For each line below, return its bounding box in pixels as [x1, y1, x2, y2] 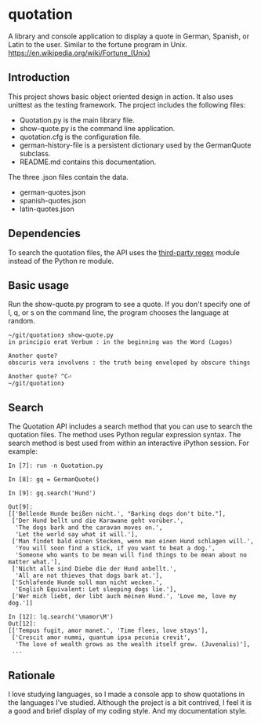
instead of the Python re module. [8, 256, 114, 265]
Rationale [8, 669, 56, 682]
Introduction [8, 71, 71, 84]
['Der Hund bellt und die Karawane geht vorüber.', [11, 517, 184, 525]
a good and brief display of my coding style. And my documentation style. [8, 707, 248, 715]
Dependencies [8, 227, 81, 240]
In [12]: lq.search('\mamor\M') [8, 613, 114, 621]
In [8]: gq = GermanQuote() [8, 476, 100, 484]
